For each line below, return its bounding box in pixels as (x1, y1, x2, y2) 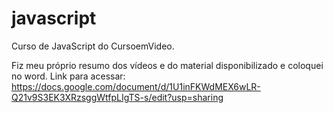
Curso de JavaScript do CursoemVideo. (11, 40, 175, 52)
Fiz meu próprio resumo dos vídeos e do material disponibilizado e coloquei (11, 59, 324, 71)
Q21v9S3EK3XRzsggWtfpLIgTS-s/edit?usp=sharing (11, 91, 224, 103)
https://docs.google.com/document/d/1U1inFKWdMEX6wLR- (11, 80, 261, 92)
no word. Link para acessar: (11, 70, 126, 82)
